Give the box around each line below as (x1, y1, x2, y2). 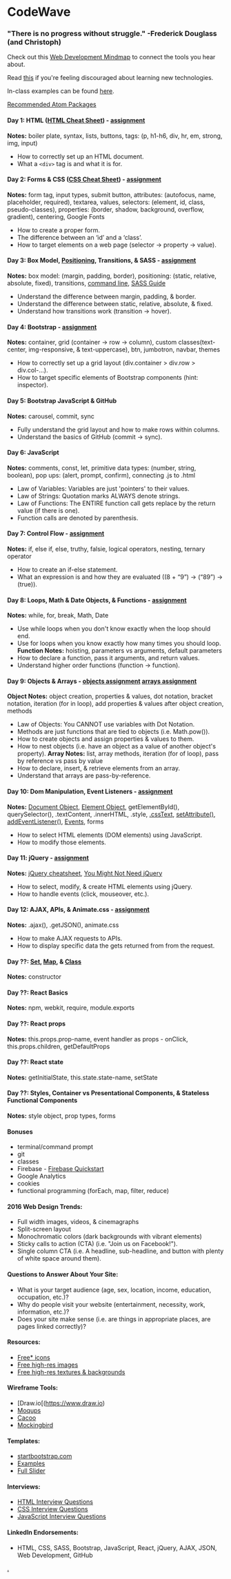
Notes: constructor (7, 972, 62, 981)
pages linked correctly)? (17, 1322, 86, 1330)
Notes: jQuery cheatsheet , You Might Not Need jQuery (7, 869, 163, 877)
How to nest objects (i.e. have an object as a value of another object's (17, 742, 216, 751)
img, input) (7, 139, 38, 147)
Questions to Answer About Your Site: (7, 1270, 119, 1279)
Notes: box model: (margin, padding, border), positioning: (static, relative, (7, 272, 217, 280)
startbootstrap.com (17, 1452, 72, 1460)
